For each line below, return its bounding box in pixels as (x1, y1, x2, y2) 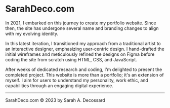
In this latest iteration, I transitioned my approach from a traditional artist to (5, 40, 161, 46)
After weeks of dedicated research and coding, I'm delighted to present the (5, 66, 162, 73)
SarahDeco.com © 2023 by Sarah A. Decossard (5, 97, 105, 103)
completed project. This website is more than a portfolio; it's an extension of (5, 71, 164, 78)
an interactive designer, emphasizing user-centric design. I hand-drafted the (5, 46, 164, 52)
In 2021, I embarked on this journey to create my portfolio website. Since (5, 20, 156, 26)
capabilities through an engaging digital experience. (5, 82, 114, 89)
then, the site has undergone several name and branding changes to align (5, 25, 159, 31)
